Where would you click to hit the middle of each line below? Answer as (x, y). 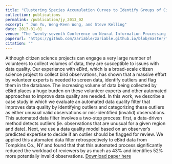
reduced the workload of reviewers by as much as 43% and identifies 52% (84, 150)
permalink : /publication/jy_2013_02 (44, 19)
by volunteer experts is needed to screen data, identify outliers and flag (81, 79)
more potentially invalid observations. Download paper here (68, 156)
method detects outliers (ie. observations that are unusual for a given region (85, 123)
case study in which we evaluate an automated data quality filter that (78, 101)
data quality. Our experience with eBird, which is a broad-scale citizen (79, 69)
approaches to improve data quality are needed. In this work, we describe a (85, 96)
